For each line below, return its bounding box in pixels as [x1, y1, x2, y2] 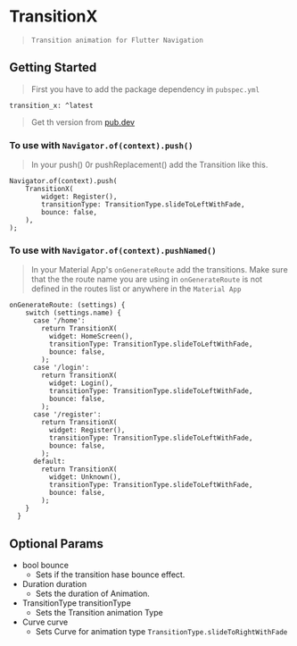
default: [32, 457, 66, 466]
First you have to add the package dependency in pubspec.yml [30, 83, 260, 95]
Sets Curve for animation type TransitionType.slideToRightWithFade [35, 626, 288, 637]
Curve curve [21, 617, 69, 627]
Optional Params [9, 536, 104, 551]
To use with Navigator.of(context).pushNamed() [9, 244, 217, 256]
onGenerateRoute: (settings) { [9, 301, 126, 310]
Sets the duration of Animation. [35, 588, 150, 600]
